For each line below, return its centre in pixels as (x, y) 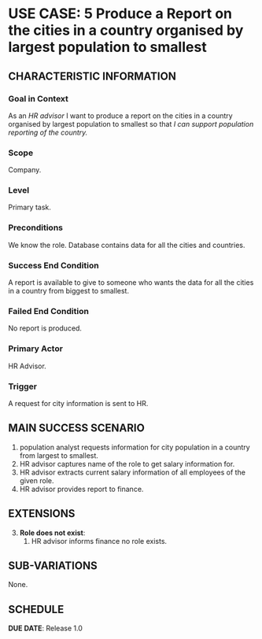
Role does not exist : (52, 533)
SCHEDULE (36, 609)
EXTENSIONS (42, 513)
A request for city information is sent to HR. (78, 403)
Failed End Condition (48, 311)
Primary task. (30, 207)
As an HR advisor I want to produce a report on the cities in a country (121, 116)
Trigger (23, 386)
